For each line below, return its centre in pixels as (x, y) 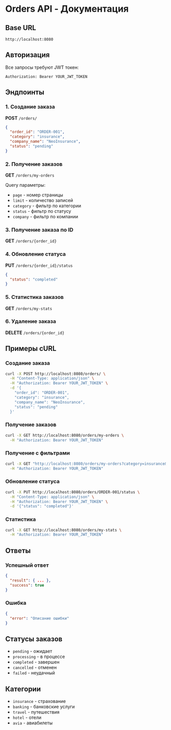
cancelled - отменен (35, 668)
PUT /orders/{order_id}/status (39, 265)
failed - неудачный (34, 673)
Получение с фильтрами (38, 453)
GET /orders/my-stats (29, 308)
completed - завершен (36, 662)
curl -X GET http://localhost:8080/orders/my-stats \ (64, 530)
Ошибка (16, 603)
